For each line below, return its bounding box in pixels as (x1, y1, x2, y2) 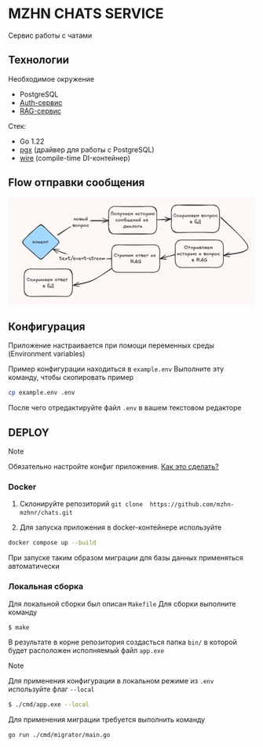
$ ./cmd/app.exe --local (8, 701, 89, 709)
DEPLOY (8, 425, 49, 439)
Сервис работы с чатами (8, 31, 93, 40)
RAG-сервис (19, 106, 61, 115)
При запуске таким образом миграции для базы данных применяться (8, 553, 243, 563)
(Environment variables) (8, 349, 86, 359)
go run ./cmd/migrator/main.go (8, 731, 111, 739)
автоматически (8, 562, 60, 571)
